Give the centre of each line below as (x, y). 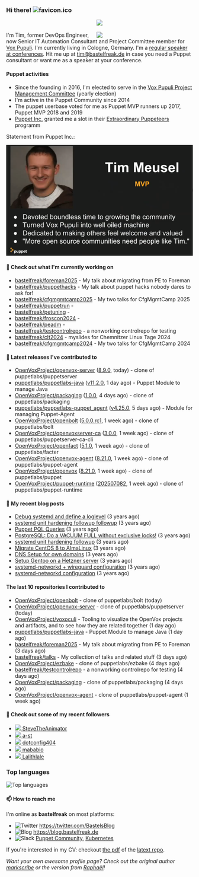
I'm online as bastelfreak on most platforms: (60, 814)
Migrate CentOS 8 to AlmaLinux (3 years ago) (70, 548)
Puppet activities (28, 74)
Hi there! (19, 10)
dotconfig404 (39, 742)
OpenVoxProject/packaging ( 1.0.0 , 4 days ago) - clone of (84, 396)
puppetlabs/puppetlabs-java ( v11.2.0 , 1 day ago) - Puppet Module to (97, 383)
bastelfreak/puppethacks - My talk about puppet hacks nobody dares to (103, 287)
